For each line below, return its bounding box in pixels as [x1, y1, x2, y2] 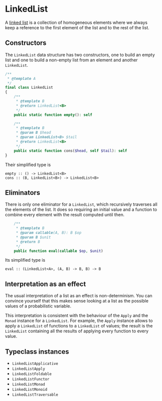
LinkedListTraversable [12, 392, 58, 398]
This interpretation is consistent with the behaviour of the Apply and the [5, 313, 148, 319]
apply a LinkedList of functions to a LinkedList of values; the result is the [5, 323, 153, 329]
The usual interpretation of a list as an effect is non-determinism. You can [5, 293, 152, 299]
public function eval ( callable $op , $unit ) [14, 248, 104, 253]
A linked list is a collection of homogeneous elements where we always [5, 19, 148, 25]
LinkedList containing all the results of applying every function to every [5, 328, 149, 334]
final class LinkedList [5, 85, 54, 90]
